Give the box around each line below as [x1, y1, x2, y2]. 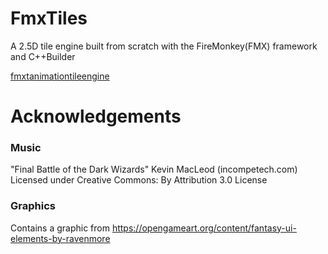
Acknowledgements [10, 105, 182, 128]
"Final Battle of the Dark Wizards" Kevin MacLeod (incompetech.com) [10, 163, 298, 176]
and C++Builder [10, 50, 76, 62]
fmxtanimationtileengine [10, 70, 110, 82]
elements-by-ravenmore [10, 232, 111, 244]
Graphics [10, 199, 56, 213]
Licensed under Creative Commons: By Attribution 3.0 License [10, 174, 268, 186]
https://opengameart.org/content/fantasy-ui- [111, 222, 297, 234]
